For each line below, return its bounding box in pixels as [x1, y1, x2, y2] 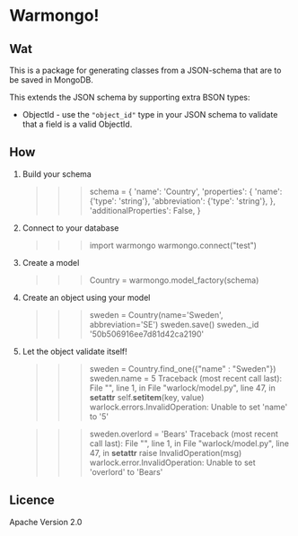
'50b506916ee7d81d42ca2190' [89, 329, 205, 339]
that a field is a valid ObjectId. [22, 119, 133, 129]
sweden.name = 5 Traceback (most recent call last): [89, 373, 283, 383]
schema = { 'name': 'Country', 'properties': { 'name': [89, 186, 283, 197]
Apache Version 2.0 [9, 516, 83, 527]
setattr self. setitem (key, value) [89, 391, 205, 402]
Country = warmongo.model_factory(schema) [89, 275, 259, 286]
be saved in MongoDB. [9, 75, 94, 85]
